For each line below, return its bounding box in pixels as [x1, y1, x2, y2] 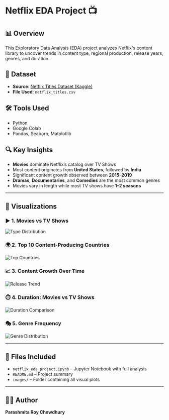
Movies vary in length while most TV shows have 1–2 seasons [12, 183, 141, 189]
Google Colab [12, 125, 41, 131]
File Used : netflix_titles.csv [12, 88, 76, 94]
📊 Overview [5, 29, 45, 38]
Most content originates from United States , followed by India [12, 167, 142, 173]
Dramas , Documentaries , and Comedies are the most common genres [12, 177, 160, 183]
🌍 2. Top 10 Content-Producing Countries [5, 242, 110, 249]
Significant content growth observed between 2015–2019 [12, 172, 132, 178]
